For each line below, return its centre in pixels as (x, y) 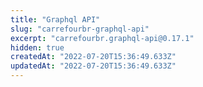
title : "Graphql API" (55, 19)
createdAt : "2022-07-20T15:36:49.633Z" (93, 57)
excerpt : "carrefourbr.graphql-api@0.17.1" (102, 38)
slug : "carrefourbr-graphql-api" (80, 29)
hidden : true (37, 47)
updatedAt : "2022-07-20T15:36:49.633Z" (93, 66)
